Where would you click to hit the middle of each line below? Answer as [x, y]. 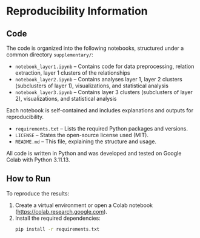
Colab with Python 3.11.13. [38, 160]
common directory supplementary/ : [50, 55]
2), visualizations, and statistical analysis [66, 99]
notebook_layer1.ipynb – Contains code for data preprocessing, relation [105, 66]
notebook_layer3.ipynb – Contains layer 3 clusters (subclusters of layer [104, 92]
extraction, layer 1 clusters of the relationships [72, 73]
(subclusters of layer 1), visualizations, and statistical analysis [92, 86]
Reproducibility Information [77, 11]
